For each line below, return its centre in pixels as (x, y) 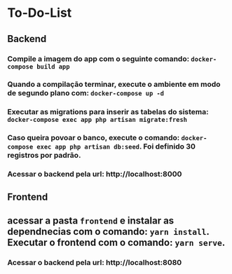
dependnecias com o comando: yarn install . (108, 232)
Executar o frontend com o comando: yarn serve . (116, 242)
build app (53, 67)
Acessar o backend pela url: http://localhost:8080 (95, 262)
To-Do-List (40, 13)
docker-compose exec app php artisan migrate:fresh (97, 120)
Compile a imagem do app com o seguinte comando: (98, 59)
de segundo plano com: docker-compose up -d (86, 93)
